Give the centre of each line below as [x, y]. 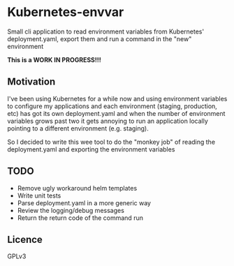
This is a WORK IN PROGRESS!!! [54, 59]
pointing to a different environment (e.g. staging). [78, 128]
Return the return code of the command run [80, 218]
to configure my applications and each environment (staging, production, [112, 106]
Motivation [31, 82]
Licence [25, 239]
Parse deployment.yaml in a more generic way [84, 202]
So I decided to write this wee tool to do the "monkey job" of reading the [111, 142]
